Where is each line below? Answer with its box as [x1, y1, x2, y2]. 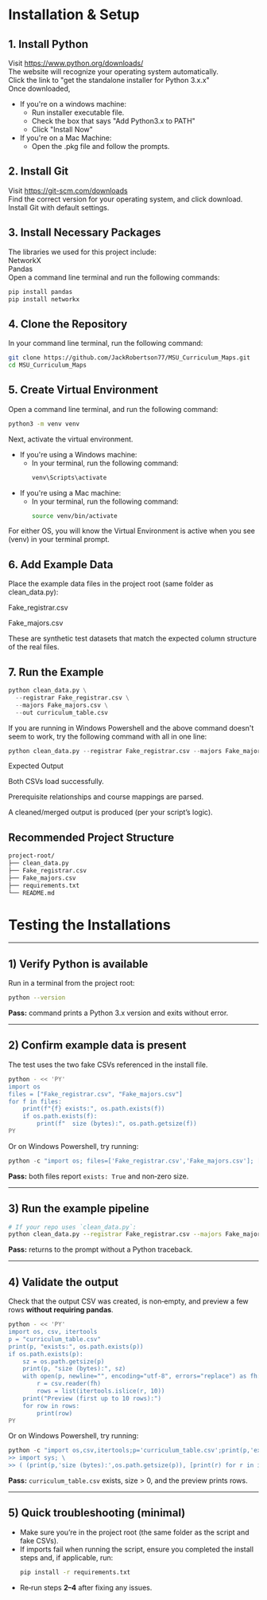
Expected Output [8, 761, 64, 771]
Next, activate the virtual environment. [8, 434, 133, 444]
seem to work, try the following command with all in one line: [8, 731, 207, 741]
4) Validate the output [8, 1275, 119, 1288]
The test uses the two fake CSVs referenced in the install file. [8, 1060, 208, 1069]
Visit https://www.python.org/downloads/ [8, 58, 144, 68]
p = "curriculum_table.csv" [8, 1335, 102, 1343]
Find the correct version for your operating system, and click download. [8, 194, 243, 204]
